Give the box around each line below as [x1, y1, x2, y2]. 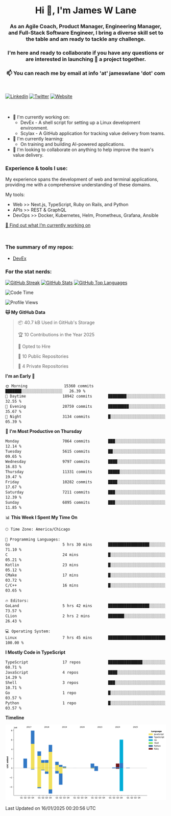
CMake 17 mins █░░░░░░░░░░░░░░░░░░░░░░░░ [5, 573, 166, 578]
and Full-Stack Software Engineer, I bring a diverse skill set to [8, 29, 163, 36]
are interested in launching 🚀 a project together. [25, 56, 146, 63]
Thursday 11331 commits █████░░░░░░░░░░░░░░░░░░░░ [5, 469, 166, 474]
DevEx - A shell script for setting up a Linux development [20, 119, 140, 126]
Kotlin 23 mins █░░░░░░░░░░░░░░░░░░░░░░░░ [5, 562, 166, 567]
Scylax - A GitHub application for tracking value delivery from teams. [20, 130, 165, 136]
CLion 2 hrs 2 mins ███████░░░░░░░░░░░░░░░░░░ [5, 613, 166, 619]
